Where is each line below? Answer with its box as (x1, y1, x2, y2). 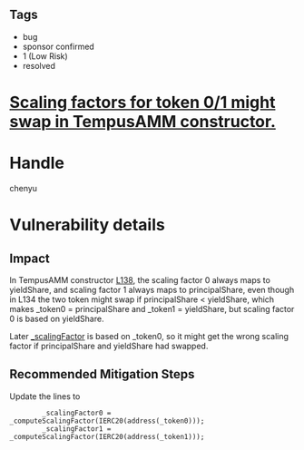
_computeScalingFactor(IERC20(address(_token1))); (9, 432, 205, 441)
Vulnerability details (9, 215, 165, 235)
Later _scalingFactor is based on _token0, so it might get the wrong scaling (9, 330, 289, 341)
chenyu (9, 182, 38, 193)
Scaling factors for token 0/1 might (9, 93, 276, 112)
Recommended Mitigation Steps (9, 367, 195, 382)
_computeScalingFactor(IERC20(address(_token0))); (9, 416, 205, 426)
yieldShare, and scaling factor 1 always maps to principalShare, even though (9, 284, 295, 295)
